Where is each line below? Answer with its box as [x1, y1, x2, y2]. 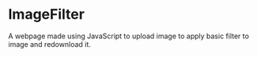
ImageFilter [8, 5, 85, 23]
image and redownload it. [8, 39, 91, 48]
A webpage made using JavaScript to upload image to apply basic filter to [8, 31, 249, 41]
